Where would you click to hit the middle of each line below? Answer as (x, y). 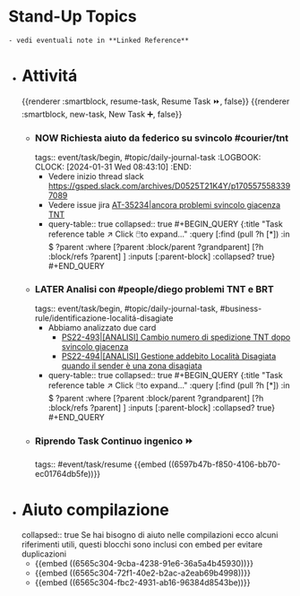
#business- (241, 309)
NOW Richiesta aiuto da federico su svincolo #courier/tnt (161, 138)
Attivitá (49, 76)
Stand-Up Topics (73, 17)
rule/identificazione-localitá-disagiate (104, 318)
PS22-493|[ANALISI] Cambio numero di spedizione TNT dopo (176, 337)
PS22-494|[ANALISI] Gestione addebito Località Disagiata (169, 357)
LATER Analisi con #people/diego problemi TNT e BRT (154, 289)
